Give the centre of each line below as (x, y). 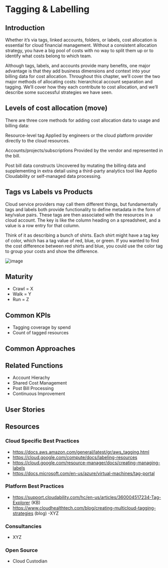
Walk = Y (22, 294)
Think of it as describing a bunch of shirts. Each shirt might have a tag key (82, 235)
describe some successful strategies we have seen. (59, 92)
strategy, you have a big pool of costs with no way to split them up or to (79, 51)
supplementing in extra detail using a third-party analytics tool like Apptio (81, 171)
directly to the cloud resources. (38, 140)
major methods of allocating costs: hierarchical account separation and (79, 82)
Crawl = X (23, 289)
